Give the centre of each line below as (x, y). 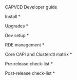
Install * (13, 16)
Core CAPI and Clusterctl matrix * (38, 54)
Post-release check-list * (30, 73)
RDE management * (25, 45)
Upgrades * (17, 26)
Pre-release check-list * (29, 64)
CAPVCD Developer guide (31, 7)
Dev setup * (17, 35)
